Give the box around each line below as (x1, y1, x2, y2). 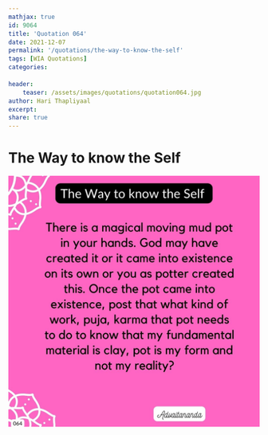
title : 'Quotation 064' (8, 29, 88, 37)
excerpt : (8, 105, 37, 113)
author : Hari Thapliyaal (8, 96, 91, 105)
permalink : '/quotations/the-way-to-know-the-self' (8, 46, 183, 55)
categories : (8, 64, 48, 72)
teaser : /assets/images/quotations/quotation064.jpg (22, 88, 202, 96)
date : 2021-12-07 (8, 38, 66, 46)
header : (8, 80, 34, 88)
